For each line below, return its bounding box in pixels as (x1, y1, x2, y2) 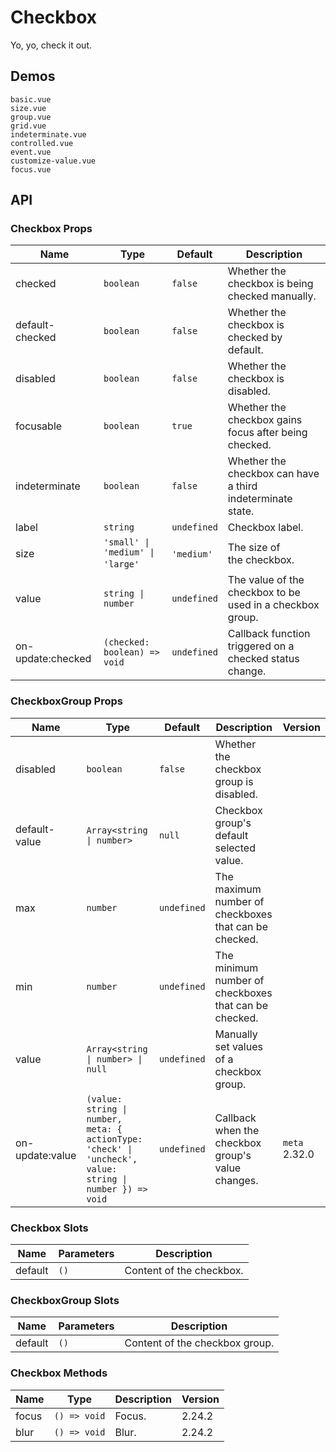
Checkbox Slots (10, 1221, 89, 1235)
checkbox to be (227, 586, 301, 600)
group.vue (10, 112, 52, 122)
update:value (15, 1148, 77, 1162)
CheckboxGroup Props (10, 694, 123, 708)
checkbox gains (227, 413, 303, 427)
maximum (214, 882, 262, 896)
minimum (214, 961, 259, 975)
